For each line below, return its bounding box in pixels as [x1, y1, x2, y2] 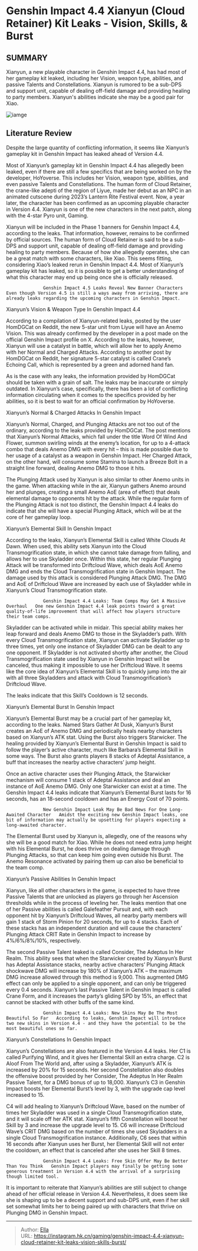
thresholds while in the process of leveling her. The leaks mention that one [6, 899, 187, 906]
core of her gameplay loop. [6, 513, 72, 520]
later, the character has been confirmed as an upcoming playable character [6, 199, 189, 206]
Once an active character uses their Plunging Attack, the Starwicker [6, 770, 171, 777]
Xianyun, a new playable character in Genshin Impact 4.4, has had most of [6, 69, 187, 75]
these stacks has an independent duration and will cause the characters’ [6, 924, 183, 931]
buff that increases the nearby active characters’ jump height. [6, 758, 156, 765]
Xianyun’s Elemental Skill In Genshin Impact [6, 524, 112, 532]
